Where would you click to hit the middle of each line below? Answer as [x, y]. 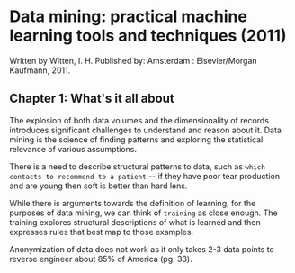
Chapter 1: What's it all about [92, 99]
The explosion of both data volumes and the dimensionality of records [139, 120]
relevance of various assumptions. [73, 149]
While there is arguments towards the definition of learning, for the [133, 203]
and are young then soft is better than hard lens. [98, 186]
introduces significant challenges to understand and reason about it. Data [145, 130]
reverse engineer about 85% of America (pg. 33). [101, 259]
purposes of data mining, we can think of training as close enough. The [143, 213]
